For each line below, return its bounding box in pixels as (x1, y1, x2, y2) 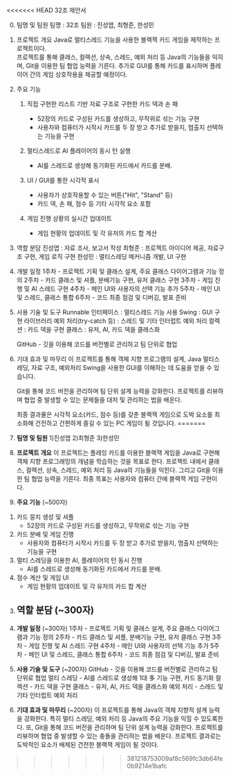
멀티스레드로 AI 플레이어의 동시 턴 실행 (26, 146, 131, 155)
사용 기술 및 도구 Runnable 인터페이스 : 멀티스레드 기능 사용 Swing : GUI (16, 308, 213, 316)
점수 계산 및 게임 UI (16, 573, 69, 582)
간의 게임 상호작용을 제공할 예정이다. (29, 70, 128, 78)
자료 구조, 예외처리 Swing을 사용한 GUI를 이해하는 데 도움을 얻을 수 (31, 364, 212, 371)
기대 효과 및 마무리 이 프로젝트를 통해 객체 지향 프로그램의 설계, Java (16, 355, 202, 363)
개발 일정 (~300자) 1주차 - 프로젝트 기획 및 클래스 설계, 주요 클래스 (16, 624, 196, 632)
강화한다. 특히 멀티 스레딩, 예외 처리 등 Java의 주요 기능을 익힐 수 (24, 714, 200, 723)
